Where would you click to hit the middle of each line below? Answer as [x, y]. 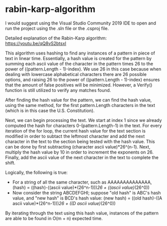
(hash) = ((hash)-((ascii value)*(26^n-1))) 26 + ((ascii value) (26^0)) [81, 187]
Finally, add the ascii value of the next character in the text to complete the [82, 157]
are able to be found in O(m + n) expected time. [54, 218]
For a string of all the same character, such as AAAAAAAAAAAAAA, [82, 182]
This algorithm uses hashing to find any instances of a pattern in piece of [80, 53]
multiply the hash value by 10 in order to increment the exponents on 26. [79, 152]
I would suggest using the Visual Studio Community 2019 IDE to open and [81, 23]
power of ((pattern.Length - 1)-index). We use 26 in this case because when [83, 69]
